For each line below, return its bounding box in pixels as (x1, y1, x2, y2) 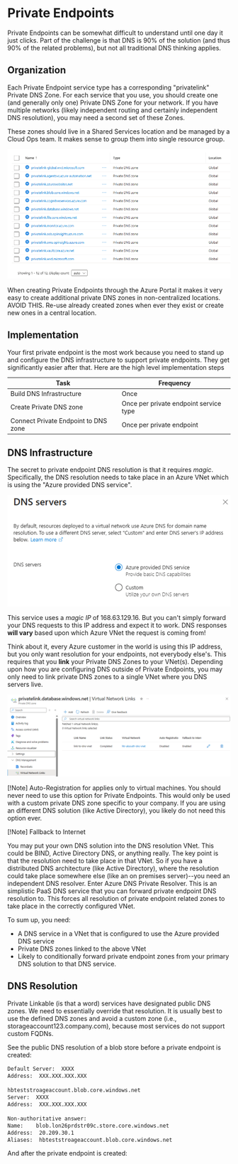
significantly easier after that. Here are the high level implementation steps (7, 363, 225, 371)
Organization (7, 64, 66, 76)
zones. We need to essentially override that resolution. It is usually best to (7, 1006, 223, 1015)
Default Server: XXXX (7, 1065, 74, 1072)
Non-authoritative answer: (7, 1115, 87, 1122)
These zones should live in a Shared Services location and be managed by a (7, 127, 230, 136)
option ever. (7, 814, 42, 823)
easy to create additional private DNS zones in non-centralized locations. (7, 293, 221, 301)
